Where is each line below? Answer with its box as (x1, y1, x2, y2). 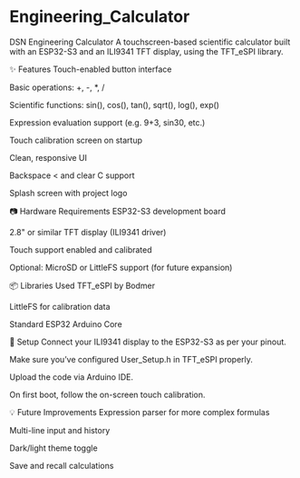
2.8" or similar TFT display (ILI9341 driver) (9, 226, 167, 237)
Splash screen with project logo (9, 187, 128, 198)
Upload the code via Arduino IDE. (9, 371, 134, 383)
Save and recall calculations (9, 460, 114, 471)
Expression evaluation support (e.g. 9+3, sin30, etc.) (9, 116, 206, 128)
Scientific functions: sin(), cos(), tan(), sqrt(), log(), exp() (9, 99, 220, 110)
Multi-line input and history (9, 424, 111, 435)
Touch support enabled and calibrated (9, 244, 152, 255)
